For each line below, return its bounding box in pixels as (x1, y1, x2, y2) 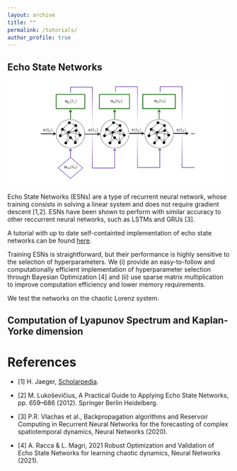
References (7, 354, 76, 370)
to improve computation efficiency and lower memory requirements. (7, 280, 206, 289)
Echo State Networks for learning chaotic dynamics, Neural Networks (17, 449, 221, 458)
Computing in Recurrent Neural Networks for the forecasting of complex (17, 420, 229, 428)
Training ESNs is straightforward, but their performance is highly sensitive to (7, 250, 230, 259)
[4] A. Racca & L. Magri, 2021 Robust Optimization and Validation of (17, 441, 214, 450)
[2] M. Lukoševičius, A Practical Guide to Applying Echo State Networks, (17, 391, 229, 400)
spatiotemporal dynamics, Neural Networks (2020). (17, 428, 168, 436)
